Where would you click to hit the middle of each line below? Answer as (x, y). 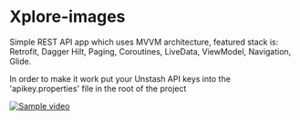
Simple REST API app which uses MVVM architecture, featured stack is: (144, 42)
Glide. (21, 61)
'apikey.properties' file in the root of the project (98, 88)
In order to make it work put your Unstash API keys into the (120, 78)
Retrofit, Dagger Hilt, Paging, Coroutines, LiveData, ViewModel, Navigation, (150, 51)
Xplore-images (67, 17)
